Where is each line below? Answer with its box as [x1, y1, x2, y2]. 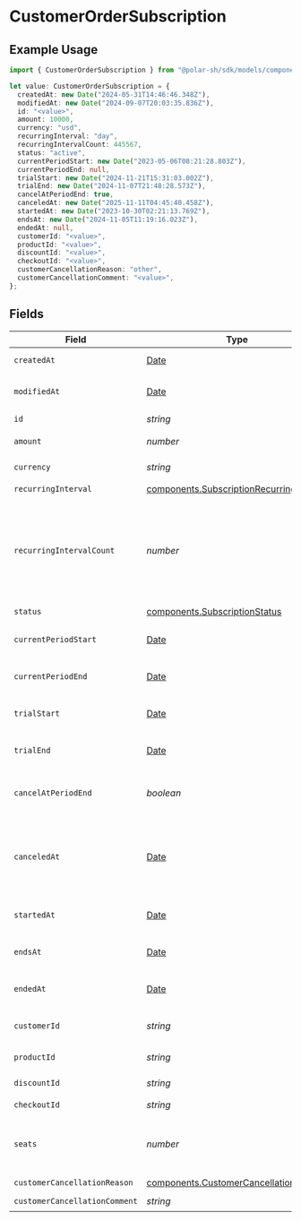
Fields [9, 306, 45, 322]
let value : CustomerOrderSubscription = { [9, 82, 170, 90]
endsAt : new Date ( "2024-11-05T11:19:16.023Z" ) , [17, 215, 199, 224]
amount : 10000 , [17, 115, 74, 125]
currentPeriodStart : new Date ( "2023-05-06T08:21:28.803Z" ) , [17, 157, 246, 166]
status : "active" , [17, 148, 87, 158]
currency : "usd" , [17, 124, 82, 133]
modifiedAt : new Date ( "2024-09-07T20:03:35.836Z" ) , [17, 99, 215, 107]
